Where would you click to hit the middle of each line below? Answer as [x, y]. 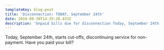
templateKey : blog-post [29, 10]
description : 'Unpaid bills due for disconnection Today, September [77, 23]
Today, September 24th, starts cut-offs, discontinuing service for [71, 37]
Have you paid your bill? [50, 43]
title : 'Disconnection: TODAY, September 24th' [55, 14]
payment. [15, 43]
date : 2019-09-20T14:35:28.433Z [38, 19]
